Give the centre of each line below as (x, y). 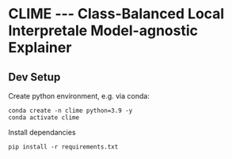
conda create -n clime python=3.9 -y (70, 111)
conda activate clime (44, 118)
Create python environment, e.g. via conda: (79, 96)
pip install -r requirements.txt (63, 147)
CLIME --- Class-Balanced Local (116, 14)
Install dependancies (42, 132)
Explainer (40, 48)
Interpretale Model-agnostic (103, 31)
